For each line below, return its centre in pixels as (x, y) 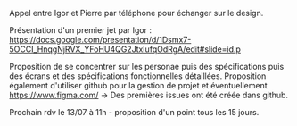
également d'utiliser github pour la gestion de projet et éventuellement (138, 85)
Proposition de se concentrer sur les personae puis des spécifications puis (147, 67)
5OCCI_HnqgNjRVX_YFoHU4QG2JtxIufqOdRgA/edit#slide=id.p (125, 49)
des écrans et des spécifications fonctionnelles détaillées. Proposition (138, 76)
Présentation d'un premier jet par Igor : (80, 30)
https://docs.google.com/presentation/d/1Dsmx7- (100, 40)
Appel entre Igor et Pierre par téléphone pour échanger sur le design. (136, 13)
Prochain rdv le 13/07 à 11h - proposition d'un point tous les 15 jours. (134, 112)
